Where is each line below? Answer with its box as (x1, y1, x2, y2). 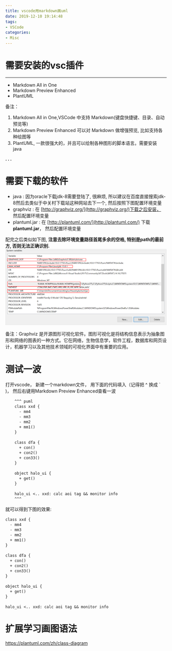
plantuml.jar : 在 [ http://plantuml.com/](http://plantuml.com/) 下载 (12, 219, 150, 225)
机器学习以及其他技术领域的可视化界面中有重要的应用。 (14, 343, 131, 349)
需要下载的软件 (5, 175, 69, 187)
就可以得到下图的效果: (5, 506, 52, 512)
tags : (5, 19, 17, 24)
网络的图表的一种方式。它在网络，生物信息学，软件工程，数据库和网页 (14, 337, 162, 343)
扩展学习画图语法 (5, 623, 78, 635)
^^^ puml (14, 399, 33, 404)
